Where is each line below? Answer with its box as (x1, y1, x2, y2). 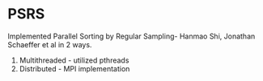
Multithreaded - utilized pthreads (19, 55, 129, 65)
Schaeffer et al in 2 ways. (7, 39, 92, 49)
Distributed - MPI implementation (19, 63, 130, 73)
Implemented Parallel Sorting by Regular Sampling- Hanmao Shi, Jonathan (7, 31, 256, 41)
